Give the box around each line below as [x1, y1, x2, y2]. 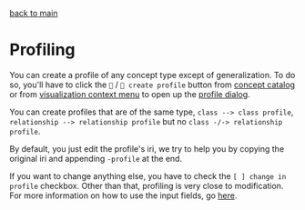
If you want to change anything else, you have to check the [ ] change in [9, 170, 287, 181]
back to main [9, 8, 58, 18]
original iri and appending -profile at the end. [9, 153, 183, 164]
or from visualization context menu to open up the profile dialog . [9, 88, 250, 99]
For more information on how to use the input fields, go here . [9, 190, 238, 201]
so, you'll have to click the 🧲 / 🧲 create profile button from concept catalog [9, 79, 296, 90]
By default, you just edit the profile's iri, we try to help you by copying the [9, 143, 285, 154]
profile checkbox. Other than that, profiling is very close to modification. [9, 180, 284, 191]
